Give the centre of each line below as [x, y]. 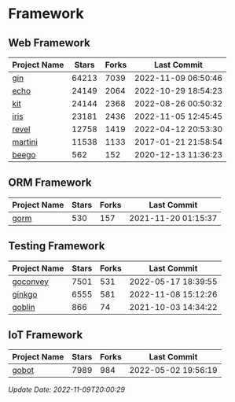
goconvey [31, 282]
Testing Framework [57, 246]
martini [25, 142]
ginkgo [25, 294]
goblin [24, 307]
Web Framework [49, 43]
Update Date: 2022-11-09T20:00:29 [67, 389]
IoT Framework [46, 335]
